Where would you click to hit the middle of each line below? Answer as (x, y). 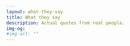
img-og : (16, 28)
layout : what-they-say (35, 12)
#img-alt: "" (23, 34)
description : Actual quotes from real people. (66, 23)
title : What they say (33, 17)
